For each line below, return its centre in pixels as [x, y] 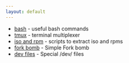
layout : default [25, 12]
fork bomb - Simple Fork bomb [51, 48]
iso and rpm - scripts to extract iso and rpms [68, 41]
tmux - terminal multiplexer [47, 35]
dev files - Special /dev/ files [49, 53]
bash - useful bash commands [51, 29]
